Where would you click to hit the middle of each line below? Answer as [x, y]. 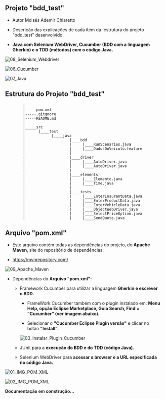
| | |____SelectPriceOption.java [82, 214]
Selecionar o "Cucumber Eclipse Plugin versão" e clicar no [88, 323]
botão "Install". [43, 329]
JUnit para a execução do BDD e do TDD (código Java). [77, 348]
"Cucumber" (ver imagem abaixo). [63, 314]
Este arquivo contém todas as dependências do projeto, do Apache [81, 245]
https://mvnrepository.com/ [40, 260]
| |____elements [61, 175]
